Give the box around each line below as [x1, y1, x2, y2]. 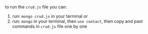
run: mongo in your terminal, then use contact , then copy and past [12, 19, 143, 24]
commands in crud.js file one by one [12, 23, 87, 29]
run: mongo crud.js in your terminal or [12, 13, 88, 19]
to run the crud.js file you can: [5, 4, 67, 10]
